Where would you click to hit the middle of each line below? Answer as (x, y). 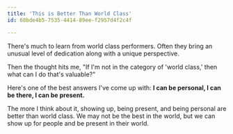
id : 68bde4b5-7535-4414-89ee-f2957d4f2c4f (70, 20)
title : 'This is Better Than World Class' (70, 14)
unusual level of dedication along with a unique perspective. (93, 53)
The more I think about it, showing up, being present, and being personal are (117, 108)
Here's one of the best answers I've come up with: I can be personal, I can (114, 87)
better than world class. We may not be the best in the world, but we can (111, 116)
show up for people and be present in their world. (78, 123)
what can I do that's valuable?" (51, 74)
